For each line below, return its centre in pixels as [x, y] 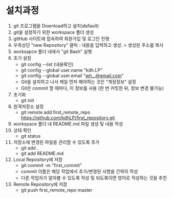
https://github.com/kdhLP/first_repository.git [68, 118]
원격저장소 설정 [28, 106]
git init [27, 100]
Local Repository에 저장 [38, 159]
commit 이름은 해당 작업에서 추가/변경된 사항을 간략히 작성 [79, 171]
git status [31, 136]
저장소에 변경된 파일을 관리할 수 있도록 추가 [56, 142]
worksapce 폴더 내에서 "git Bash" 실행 [52, 51]
